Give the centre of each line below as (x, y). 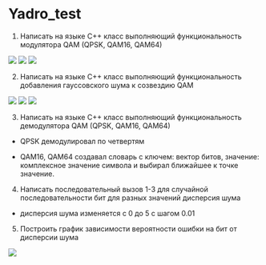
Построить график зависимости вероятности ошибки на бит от (129, 228)
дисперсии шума (49, 237)
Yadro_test (45, 14)
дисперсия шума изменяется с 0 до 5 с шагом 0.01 (107, 213)
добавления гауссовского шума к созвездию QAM (107, 85)
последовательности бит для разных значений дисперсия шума (130, 198)
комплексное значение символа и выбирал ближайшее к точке (129, 165)
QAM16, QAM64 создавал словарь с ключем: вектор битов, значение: (139, 156)
